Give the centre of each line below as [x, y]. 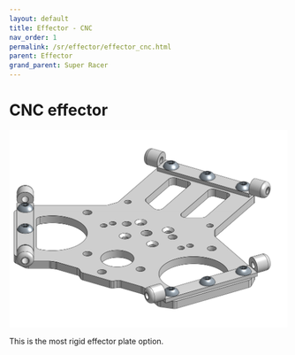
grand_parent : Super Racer [59, 66]
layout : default [39, 19]
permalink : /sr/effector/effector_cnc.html [91, 47]
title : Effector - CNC [51, 28]
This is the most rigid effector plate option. [87, 341]
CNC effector [59, 110]
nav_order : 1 [33, 37]
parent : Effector [41, 56]
